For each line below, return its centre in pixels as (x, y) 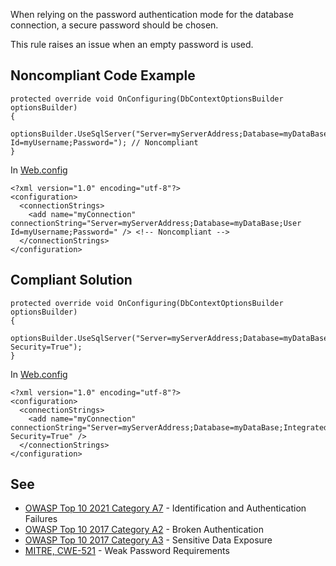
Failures (41, 519)
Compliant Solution (71, 280)
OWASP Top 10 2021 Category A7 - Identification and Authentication (165, 508)
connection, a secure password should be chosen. (114, 25)
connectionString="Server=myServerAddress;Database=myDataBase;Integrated (169, 427)
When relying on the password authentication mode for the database (152, 14)
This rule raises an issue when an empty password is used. (132, 44)
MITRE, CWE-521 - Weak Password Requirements (127, 551)
